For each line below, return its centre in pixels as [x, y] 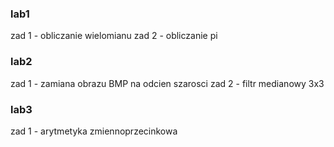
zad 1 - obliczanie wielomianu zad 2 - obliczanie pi [114, 36]
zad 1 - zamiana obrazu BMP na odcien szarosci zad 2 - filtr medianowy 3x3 [167, 83]
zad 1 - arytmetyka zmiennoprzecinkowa [94, 131]
